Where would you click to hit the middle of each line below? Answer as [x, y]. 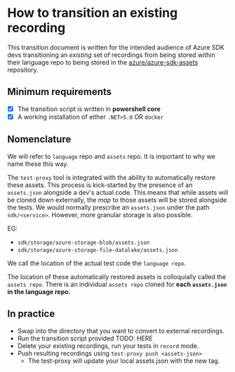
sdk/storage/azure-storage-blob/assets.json [83, 243]
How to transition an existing [93, 13]
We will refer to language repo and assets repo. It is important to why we [111, 156]
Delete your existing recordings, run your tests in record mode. [108, 345]
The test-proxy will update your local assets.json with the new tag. [124, 361]
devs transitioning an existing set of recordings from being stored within [111, 55]
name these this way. [38, 164]
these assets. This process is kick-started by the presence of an [100, 185]
